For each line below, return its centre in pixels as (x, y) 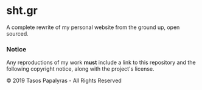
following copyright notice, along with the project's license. (80, 69)
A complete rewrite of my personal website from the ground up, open (93, 27)
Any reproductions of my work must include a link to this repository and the (101, 63)
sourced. (17, 33)
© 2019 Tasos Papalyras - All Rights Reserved (64, 81)
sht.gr (22, 11)
